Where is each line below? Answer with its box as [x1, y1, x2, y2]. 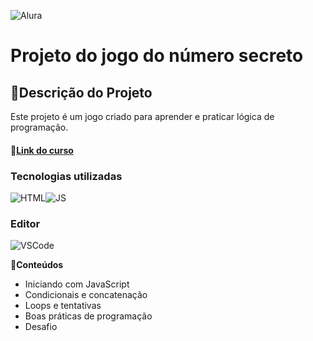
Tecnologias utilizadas [10, 169, 123, 183]
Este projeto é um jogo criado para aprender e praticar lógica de [10, 111, 275, 122]
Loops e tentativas [24, 300, 102, 312]
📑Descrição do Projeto [10, 84, 153, 101]
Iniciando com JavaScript [24, 278, 130, 290]
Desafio [24, 321, 58, 333]
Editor [10, 216, 41, 230]
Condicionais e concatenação [24, 289, 148, 301]
